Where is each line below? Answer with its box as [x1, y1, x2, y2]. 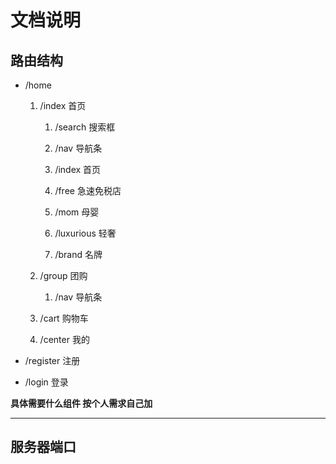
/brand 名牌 [54, 249, 103, 260]
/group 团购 [39, 270, 88, 281]
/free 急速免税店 [54, 185, 122, 196]
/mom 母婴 [54, 206, 100, 218]
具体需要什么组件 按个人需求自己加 [10, 397, 153, 409]
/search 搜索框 [54, 121, 116, 133]
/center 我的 [39, 334, 90, 345]
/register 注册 [24, 355, 81, 366]
